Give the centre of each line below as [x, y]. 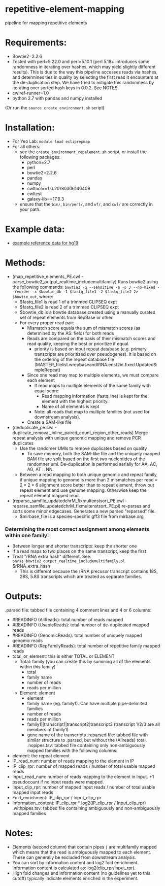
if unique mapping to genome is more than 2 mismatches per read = [89, 479]
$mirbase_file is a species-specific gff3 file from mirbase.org [82, 516]
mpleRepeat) [47, 370]
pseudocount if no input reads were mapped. [58, 782]
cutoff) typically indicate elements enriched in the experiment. [75, 878]
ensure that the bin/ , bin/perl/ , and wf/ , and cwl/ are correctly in [86, 204]
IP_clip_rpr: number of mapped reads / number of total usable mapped [84, 766]
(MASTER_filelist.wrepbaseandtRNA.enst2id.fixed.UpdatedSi [96, 364]
